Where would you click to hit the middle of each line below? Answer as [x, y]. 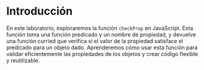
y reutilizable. [23, 60]
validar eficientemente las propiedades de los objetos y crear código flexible [102, 54]
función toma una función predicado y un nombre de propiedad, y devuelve [101, 34]
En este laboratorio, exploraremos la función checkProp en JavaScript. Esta [100, 28]
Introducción [40, 11]
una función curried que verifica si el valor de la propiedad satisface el [95, 41]
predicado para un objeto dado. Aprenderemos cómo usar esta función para [102, 47]
